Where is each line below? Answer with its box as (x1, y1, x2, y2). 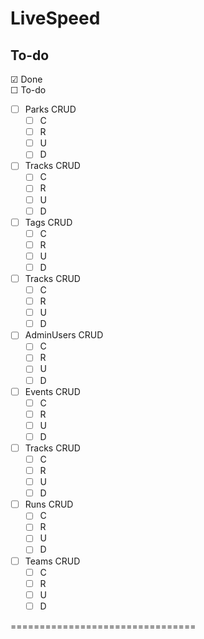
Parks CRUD (24, 103, 77, 115)
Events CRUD (24, 385, 81, 397)
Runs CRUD (24, 498, 74, 511)
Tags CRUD (24, 216, 73, 228)
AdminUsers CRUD (24, 329, 104, 341)
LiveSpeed (10, 7, 101, 30)
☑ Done (10, 73, 43, 85)
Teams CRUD (24, 555, 81, 567)
